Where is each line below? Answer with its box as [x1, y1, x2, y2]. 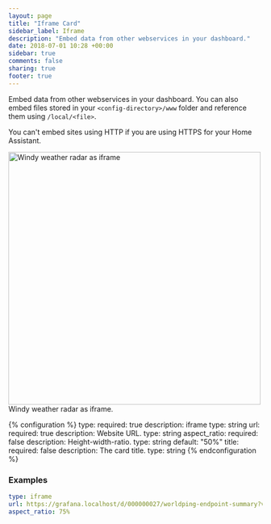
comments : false [8, 57, 63, 65]
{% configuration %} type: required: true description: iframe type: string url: [8, 420, 261, 429]
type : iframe [8, 492, 52, 501]
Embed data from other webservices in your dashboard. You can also [8, 94, 239, 104]
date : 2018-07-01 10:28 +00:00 [8, 42, 114, 50]
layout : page [8, 11, 52, 20]
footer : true [8, 72, 52, 80]
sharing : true [8, 65, 56, 73]
